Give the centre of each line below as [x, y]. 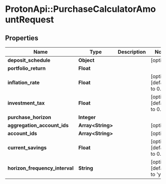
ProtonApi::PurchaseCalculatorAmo [81, 9]
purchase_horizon [29, 117]
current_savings [27, 148]
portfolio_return [27, 68]
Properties [22, 38]
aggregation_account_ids [38, 125]
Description [132, 52]
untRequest [30, 20]
